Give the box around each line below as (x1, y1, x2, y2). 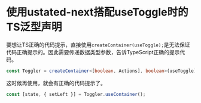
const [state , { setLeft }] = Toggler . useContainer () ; (6, 91, 146, 97)
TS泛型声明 (6, 20, 62, 34)
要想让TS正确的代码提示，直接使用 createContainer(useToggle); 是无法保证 (6, 41, 190, 48)
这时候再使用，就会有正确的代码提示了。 (6, 79, 106, 86)
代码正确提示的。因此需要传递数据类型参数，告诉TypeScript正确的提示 (6, 48, 180, 55)
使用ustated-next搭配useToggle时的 (6, 5, 188, 19)
